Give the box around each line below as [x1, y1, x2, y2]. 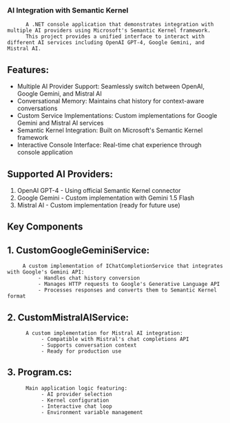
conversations [17, 104, 58, 112]
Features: [7, 64, 50, 76]
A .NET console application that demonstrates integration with [25, 21, 214, 28]
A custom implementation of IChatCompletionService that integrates [22, 262, 224, 270]
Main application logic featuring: [25, 384, 128, 391]
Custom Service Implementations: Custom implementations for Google [17, 112, 218, 120]
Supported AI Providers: [7, 168, 114, 180]
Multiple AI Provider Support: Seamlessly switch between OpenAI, [17, 82, 205, 91]
